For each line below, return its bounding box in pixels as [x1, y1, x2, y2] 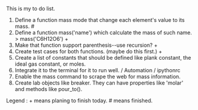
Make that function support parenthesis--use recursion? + [14, 41, 158, 48]
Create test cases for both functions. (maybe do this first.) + [14, 48, 162, 55]
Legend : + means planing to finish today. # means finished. [6, 97, 153, 104]
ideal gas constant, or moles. [14, 60, 86, 67]
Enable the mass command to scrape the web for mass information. [14, 73, 181, 80]
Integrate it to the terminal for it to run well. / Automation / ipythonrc [14, 67, 181, 73]
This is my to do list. [6, 5, 55, 12]
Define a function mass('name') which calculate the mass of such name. [14, 29, 192, 36]
